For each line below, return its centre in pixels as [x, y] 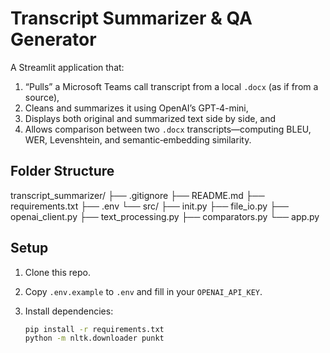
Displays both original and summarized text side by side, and [150, 118]
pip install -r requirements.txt [94, 329]
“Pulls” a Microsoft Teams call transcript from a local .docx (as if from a [171, 86]
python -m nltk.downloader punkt [94, 338]
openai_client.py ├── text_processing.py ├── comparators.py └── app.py [165, 216]
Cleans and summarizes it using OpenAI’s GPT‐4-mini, [136, 108]
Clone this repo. [57, 272]
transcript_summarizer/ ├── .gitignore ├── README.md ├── [137, 195]
